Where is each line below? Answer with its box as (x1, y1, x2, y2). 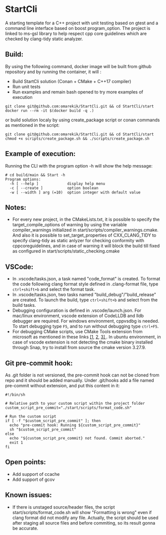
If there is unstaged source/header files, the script (12, 504, 115, 510)
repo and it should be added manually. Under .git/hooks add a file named (5, 377, 155, 383)
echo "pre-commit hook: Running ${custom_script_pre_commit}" (9, 423, 141, 428)
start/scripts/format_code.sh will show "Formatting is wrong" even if (12, 509, 152, 515)
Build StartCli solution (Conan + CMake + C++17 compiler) (12, 78, 131, 84)
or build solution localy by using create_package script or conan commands (5, 117, 160, 123)
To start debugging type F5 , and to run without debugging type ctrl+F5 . (12, 323, 159, 329)
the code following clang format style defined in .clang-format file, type (12, 281, 159, 287)
